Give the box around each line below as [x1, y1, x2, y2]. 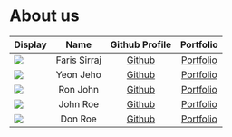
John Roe [58, 97, 100, 110]
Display [14, 38, 47, 51]
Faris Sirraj [55, 54, 102, 66]
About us [9, 5, 80, 26]
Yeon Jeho [55, 68, 101, 81]
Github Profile [110, 38, 172, 51]
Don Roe [60, 113, 97, 125]
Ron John [58, 83, 100, 95]
